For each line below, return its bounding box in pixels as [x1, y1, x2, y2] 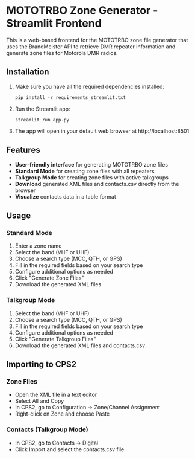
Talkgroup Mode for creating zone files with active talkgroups [14, 173, 169, 181]
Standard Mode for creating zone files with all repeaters [14, 167, 155, 175]
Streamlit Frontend [6, 16, 102, 30]
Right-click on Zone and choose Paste [14, 410, 110, 417]
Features [6, 145, 40, 155]
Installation [6, 67, 49, 77]
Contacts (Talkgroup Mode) [6, 425, 88, 434]
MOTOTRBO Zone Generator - [6, 4, 158, 18]
